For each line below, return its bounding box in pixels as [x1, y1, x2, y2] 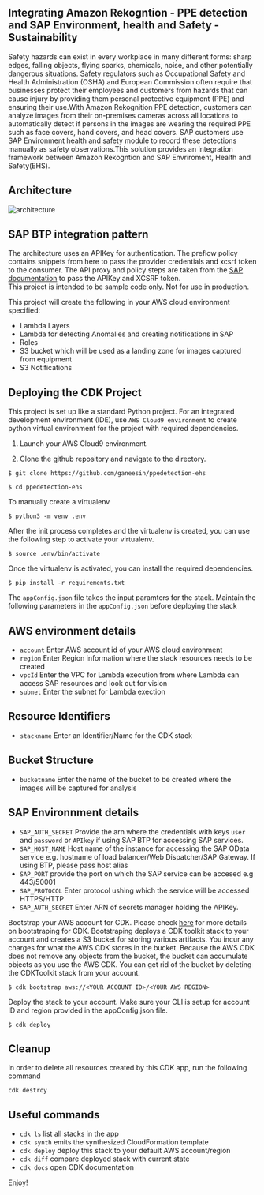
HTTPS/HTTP [19, 893, 65, 903]
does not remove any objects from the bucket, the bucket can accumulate [8, 951, 248, 961]
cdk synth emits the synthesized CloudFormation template [19, 1137, 209, 1147]
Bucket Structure [8, 754, 94, 767]
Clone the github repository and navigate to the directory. [19, 454, 206, 464]
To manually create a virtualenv [8, 497, 110, 507]
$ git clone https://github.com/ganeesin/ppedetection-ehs [8, 470, 206, 478]
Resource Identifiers [8, 710, 110, 723]
